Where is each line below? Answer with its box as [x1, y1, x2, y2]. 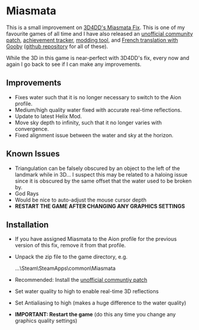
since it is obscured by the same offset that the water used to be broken [14, 177, 192, 184]
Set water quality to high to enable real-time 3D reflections [14, 288, 159, 295]
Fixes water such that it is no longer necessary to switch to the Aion [14, 93, 182, 100]
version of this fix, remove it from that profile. [14, 242, 126, 249]
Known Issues [6, 149, 60, 159]
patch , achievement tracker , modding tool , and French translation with [6, 36, 178, 43]
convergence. [14, 125, 49, 132]
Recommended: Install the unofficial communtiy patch [14, 276, 148, 284]
